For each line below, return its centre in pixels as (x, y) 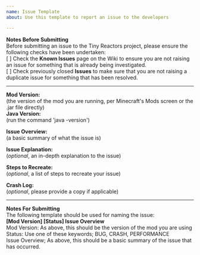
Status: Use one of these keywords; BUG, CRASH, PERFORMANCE (88, 234)
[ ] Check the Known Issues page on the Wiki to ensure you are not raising (98, 58)
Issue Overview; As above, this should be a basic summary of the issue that (99, 240)
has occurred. (23, 246)
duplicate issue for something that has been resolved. (72, 77)
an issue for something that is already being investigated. (76, 65)
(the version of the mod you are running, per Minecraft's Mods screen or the (100, 101)
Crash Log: (20, 185)
